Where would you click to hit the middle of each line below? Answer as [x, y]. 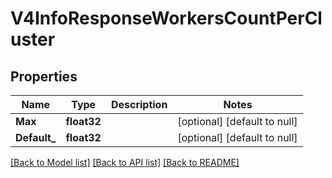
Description [139, 104]
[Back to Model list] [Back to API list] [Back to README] [125, 162]
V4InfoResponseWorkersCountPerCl [166, 18]
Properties [44, 76]
